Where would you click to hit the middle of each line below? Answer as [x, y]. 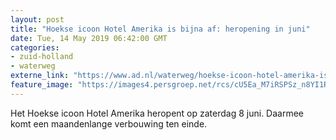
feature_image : [42, 85]
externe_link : [40, 76]
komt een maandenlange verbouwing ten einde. [109, 123]
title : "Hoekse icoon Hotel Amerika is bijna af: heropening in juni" [160, 29]
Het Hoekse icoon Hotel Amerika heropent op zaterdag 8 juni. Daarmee [157, 113]
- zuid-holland [42, 57]
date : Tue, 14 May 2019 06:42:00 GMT [89, 38]
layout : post [37, 19]
